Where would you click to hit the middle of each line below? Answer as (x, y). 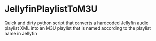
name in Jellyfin (21, 33)
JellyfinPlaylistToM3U (51, 9)
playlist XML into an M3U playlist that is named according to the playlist (78, 28)
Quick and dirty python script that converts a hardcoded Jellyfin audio (77, 23)
